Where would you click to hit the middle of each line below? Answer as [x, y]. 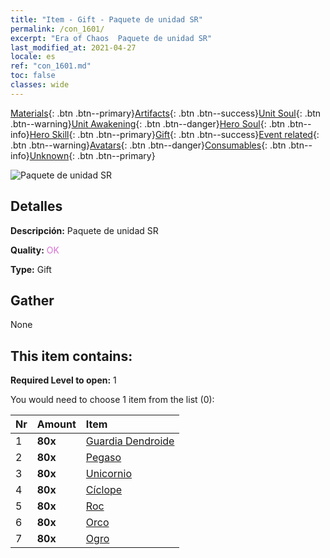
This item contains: [71, 356]
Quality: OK [35, 250]
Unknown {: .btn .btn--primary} [92, 155]
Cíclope [104, 490]
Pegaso [103, 458]
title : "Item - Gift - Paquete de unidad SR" [106, 19]
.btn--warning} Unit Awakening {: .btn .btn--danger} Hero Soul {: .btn [148, 123]
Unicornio [109, 474]
